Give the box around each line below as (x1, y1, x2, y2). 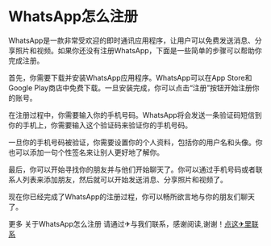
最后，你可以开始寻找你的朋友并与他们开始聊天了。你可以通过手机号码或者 (8, 165, 256, 174)
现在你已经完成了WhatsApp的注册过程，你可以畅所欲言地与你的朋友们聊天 (8, 191, 256, 202)
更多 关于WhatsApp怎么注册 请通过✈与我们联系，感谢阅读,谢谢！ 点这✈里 (8, 219, 252, 228)
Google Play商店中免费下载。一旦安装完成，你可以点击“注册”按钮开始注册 (8, 82, 252, 93)
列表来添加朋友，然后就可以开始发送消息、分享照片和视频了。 (22, 174, 227, 184)
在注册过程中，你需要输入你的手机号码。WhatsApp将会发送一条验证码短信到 (8, 110, 262, 119)
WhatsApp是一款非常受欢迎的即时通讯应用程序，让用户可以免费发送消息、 (8, 35, 256, 45)
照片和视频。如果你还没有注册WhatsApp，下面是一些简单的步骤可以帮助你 (15, 45, 262, 55)
